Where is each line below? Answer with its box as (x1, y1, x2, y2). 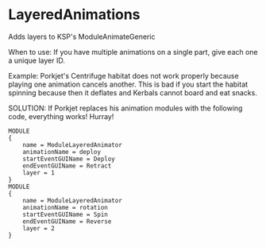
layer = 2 (22, 224, 56, 232)
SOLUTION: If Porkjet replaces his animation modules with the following (8, 103, 243, 113)
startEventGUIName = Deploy (22, 155, 115, 163)
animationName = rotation (22, 203, 109, 211)
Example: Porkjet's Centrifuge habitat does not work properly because (8, 71, 240, 80)
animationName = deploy (22, 148, 102, 156)
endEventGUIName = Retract (22, 161, 112, 170)
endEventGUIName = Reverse (22, 217, 112, 226)
